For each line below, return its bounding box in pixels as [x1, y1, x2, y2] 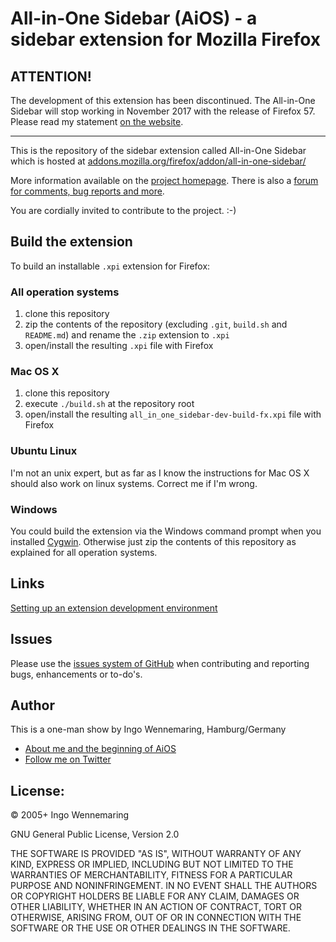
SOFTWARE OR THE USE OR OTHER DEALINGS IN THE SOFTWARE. [10, 922, 291, 934]
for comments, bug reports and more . [10, 185, 165, 197]
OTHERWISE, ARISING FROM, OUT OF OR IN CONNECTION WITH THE [10, 912, 302, 924]
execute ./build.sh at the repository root [24, 398, 195, 410]
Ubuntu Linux [10, 444, 78, 458]
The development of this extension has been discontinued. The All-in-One [10, 95, 316, 106]
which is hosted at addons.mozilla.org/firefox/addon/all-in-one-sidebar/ [10, 155, 307, 167]
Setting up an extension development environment [10, 602, 218, 614]
